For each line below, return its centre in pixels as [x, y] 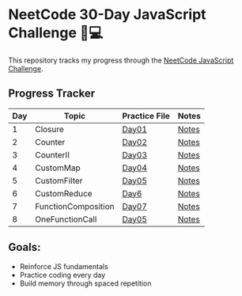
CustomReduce [64, 193]
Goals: [25, 247]
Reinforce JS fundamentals [64, 266]
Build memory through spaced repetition [85, 283]
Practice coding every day [62, 275]
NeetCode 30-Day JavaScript [108, 15]
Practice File [146, 116]
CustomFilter [59, 180]
